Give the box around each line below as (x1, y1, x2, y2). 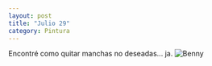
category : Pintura (8, 27, 70, 35)
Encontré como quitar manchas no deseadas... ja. (8, 49, 173, 59)
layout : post (8, 11, 52, 20)
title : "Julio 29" (8, 19, 70, 27)
